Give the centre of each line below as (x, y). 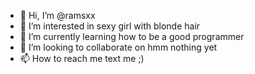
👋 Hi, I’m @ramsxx (57, 15)
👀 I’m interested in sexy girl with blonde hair (110, 26)
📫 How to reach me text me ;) (82, 58)
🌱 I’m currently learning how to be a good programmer (132, 36)
